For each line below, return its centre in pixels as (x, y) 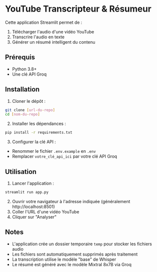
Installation (22, 89)
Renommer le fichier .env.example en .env (54, 151)
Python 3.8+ (24, 69)
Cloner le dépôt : (29, 101)
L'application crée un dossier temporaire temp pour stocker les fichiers (82, 244)
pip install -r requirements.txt (39, 133)
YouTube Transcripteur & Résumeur (78, 9)
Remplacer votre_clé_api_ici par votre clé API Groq (64, 157)
